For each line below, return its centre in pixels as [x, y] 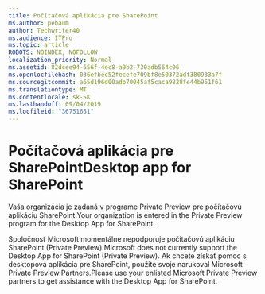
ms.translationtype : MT [48, 89]
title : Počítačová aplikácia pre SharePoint [83, 15]
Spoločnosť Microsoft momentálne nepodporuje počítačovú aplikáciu [121, 238]
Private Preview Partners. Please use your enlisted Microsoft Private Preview [133, 273]
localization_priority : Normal [60, 60]
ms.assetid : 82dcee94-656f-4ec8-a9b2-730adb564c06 [94, 68]
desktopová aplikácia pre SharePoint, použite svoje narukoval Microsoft [125, 264]
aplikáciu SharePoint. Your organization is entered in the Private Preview [125, 215]
